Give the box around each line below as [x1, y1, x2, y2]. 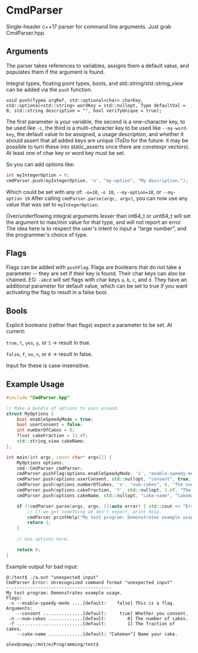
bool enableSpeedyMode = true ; [16, 416, 94, 422]
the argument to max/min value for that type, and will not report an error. [6, 219, 183, 226]
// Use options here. [16, 536, 70, 542]
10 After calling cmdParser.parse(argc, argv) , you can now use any [24, 194, 188, 202]
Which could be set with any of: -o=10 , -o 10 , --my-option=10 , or [6, 188, 162, 195]
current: [6, 328, 25, 335]
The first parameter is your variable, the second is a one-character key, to [6, 118, 186, 125]
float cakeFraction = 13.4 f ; [16, 433, 88, 439]
